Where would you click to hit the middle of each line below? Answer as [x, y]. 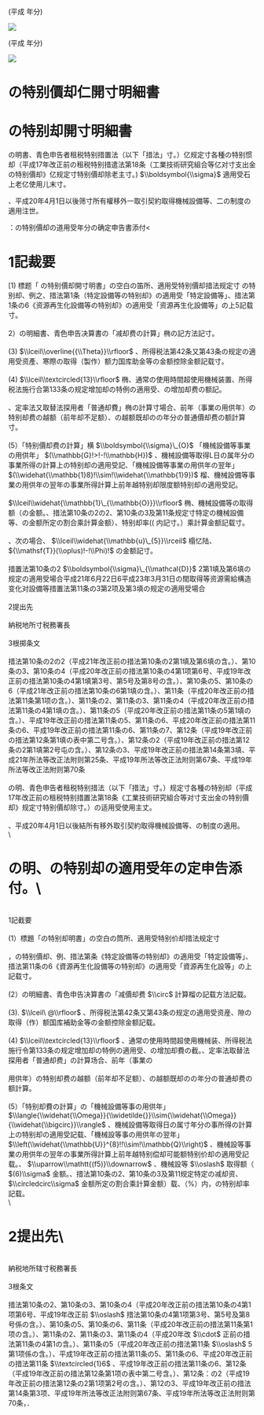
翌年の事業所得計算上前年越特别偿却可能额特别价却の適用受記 [149, 1154]
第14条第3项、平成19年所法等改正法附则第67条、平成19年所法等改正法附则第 [132, 1393]
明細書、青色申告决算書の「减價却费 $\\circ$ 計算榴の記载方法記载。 [140, 994]
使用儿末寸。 [49, 184]
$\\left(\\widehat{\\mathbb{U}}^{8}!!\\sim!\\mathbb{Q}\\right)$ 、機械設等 [126, 1144]
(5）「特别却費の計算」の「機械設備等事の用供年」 [89, 1107]
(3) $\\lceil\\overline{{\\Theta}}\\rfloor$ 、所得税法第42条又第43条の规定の [128, 352]
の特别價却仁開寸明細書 [84, 92]
